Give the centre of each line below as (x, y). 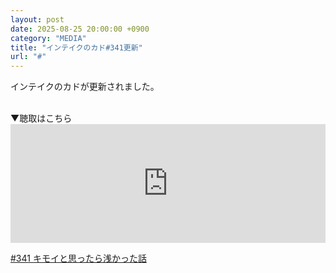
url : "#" (28, 57)
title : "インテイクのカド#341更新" (76, 47)
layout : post (37, 19)
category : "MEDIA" (48, 38)
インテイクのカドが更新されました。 (85, 87)
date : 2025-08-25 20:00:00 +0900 (80, 29)
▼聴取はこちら (41, 118)
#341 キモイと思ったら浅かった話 (78, 258)
